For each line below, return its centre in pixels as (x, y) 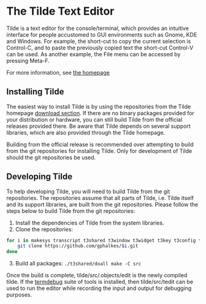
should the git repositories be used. (51, 157)
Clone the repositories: (44, 229)
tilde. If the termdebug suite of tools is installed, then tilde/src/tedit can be (100, 282)
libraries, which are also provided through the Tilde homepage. (86, 132)
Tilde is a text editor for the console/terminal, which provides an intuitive (97, 28)
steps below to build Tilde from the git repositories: (71, 211)
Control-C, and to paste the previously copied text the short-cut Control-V (100, 48)
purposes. (19, 295)
